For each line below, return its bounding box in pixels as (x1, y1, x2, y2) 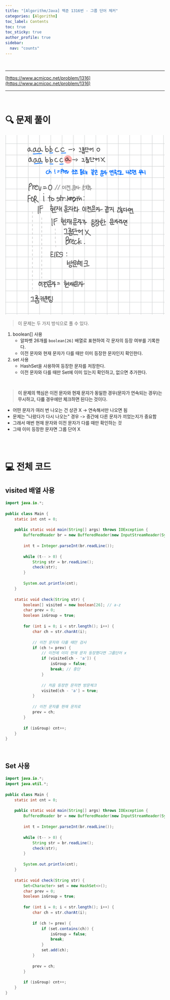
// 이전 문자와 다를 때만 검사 (32, 640, 87, 645)
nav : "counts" (10, 46, 39, 51)
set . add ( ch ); (41, 948, 69, 953)
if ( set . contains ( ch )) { (41, 926, 94, 931)
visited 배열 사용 (5, 486, 55, 495)
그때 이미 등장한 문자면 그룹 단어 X (12, 426, 81, 432)
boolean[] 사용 (12, 331, 42, 337)
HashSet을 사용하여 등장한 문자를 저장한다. (20, 362, 106, 369)
